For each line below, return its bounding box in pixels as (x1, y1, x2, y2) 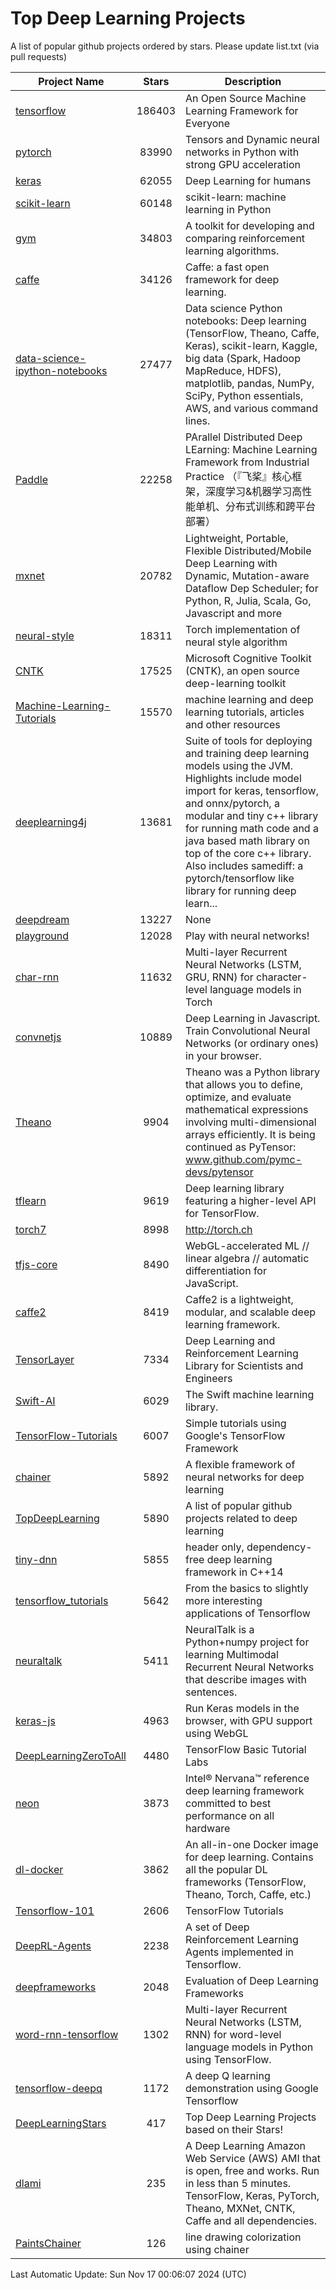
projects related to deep (185, 1511, 298, 1525)
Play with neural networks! (185, 928, 310, 942)
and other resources (185, 717, 281, 731)
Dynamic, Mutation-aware (185, 568, 310, 582)
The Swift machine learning (185, 1387, 315, 1401)
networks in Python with (185, 145, 300, 159)
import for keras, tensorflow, (185, 783, 319, 797)
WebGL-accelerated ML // (185, 1238, 310, 1252)
